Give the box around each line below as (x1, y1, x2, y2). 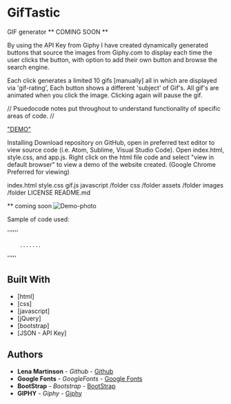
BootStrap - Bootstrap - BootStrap (17, 381, 116, 390)
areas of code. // (7, 112, 55, 120)
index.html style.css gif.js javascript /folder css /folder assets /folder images (7, 181, 224, 189)
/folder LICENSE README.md (7, 188, 91, 196)
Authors (7, 349, 43, 361)
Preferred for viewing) (7, 168, 70, 176)
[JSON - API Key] (17, 329, 67, 337)
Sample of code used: (7, 215, 70, 223)
